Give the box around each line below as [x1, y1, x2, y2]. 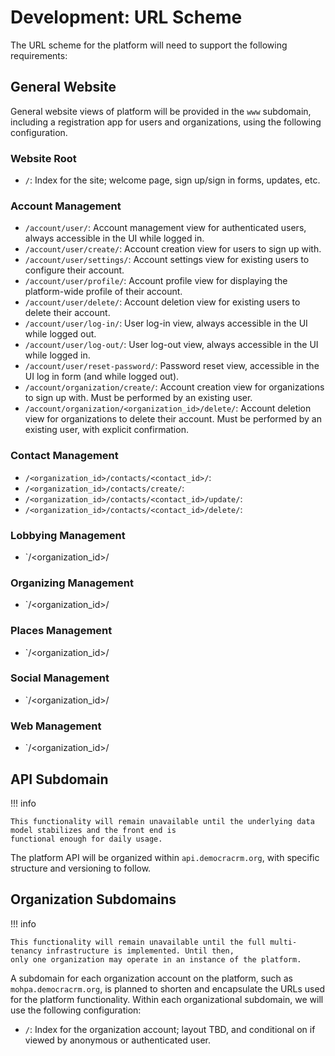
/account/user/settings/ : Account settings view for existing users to [24, 254, 310, 266]
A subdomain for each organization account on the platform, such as [10, 972, 293, 984]
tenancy [10, 946, 43, 956]
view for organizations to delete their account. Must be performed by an [24, 413, 322, 425]
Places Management [10, 624, 113, 638]
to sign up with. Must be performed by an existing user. [24, 392, 253, 404]
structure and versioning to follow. [10, 862, 152, 874]
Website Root [10, 151, 77, 165]
